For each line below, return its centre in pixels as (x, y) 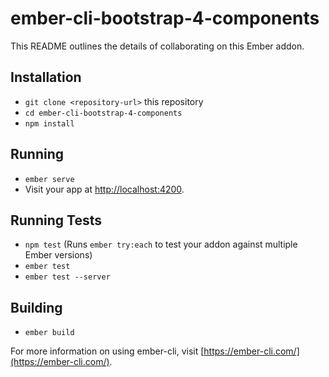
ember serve (49, 179)
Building (36, 307)
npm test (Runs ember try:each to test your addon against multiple (161, 244)
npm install (49, 123)
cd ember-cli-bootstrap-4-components (103, 113)
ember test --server (67, 277)
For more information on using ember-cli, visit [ (107, 351)
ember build (49, 333)
